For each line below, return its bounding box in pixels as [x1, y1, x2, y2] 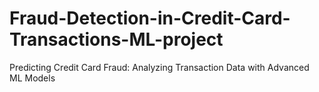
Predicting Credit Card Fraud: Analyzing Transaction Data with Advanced [9, 61, 310, 73]
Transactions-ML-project [9, 28, 224, 51]
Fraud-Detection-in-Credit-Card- [9, 7, 291, 30]
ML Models [9, 72, 56, 84]
